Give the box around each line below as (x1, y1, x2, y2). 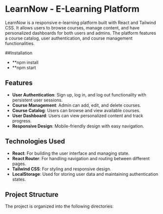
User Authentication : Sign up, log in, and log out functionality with (12, 92, 146, 97)
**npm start (12, 65, 36, 71)
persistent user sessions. (12, 97, 63, 103)
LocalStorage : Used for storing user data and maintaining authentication (12, 171, 159, 177)
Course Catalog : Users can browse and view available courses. (12, 107, 141, 113)
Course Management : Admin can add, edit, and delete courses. (12, 102, 142, 108)
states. (12, 176, 26, 182)
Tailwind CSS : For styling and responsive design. (12, 166, 111, 172)
